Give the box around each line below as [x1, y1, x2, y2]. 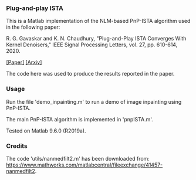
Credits [6, 142, 28, 150]
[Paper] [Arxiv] [6, 59, 42, 66]
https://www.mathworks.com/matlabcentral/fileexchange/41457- [6, 161, 163, 168]
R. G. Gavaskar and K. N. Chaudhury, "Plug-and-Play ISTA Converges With [6, 35, 187, 42]
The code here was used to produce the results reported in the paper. [6, 70, 175, 77]
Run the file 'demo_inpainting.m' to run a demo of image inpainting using [6, 98, 182, 105]
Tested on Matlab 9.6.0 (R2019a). [6, 127, 86, 134]
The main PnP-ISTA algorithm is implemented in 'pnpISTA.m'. [6, 116, 154, 123]
